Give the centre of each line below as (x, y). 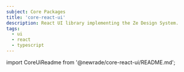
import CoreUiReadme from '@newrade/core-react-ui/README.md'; (91, 62)
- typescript (28, 46)
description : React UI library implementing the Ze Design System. (93, 23)
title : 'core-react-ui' (36, 17)
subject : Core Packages (36, 12)
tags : (13, 28)
